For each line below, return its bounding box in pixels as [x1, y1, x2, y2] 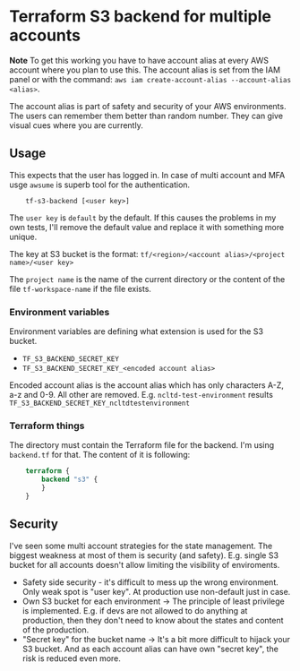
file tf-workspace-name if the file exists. [9, 283, 152, 294]
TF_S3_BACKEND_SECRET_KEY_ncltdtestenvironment [9, 399, 191, 409]
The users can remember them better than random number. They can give [9, 110, 284, 121]
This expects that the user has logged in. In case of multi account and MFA [9, 169, 286, 180]
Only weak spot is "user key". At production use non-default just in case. [21, 586, 291, 597]
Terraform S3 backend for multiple [9, 6, 271, 27]
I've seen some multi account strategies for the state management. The [9, 540, 273, 551]
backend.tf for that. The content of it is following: [9, 450, 191, 460]
